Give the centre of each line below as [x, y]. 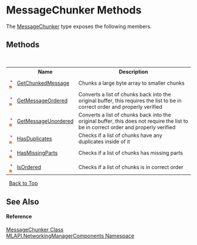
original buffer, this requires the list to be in [130, 101]
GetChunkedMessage [43, 83]
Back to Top [23, 183]
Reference [19, 216]
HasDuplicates [34, 139]
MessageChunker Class [35, 229]
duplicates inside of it [104, 142]
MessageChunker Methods [74, 10]
